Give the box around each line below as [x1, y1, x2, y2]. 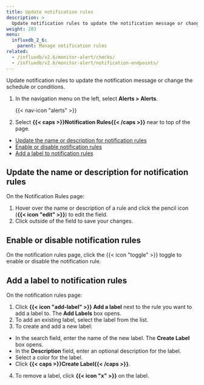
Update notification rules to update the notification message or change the [6, 77, 193, 84]
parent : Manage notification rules [17, 43, 107, 49]
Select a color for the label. [15, 353, 83, 361]
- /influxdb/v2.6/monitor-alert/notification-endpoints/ [12, 60, 159, 66]
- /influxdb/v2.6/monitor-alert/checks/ [12, 54, 115, 60]
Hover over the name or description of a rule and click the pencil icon [15, 204, 189, 212]
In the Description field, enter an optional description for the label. [15, 347, 182, 355]
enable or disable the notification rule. [6, 258, 101, 265]
